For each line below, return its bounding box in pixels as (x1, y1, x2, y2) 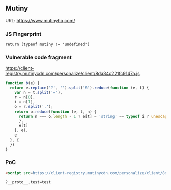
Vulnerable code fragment (5, 53, 72, 61)
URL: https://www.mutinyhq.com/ (5, 17, 75, 23)
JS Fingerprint (5, 30, 42, 37)
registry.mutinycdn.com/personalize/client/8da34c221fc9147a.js (5, 71, 140, 77)
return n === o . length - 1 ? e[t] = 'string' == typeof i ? (18, 114, 149, 119)
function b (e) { (5, 80, 40, 86)
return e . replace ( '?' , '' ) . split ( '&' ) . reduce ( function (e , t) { (10, 85, 149, 91)
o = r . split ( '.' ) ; (14, 104, 53, 109)
